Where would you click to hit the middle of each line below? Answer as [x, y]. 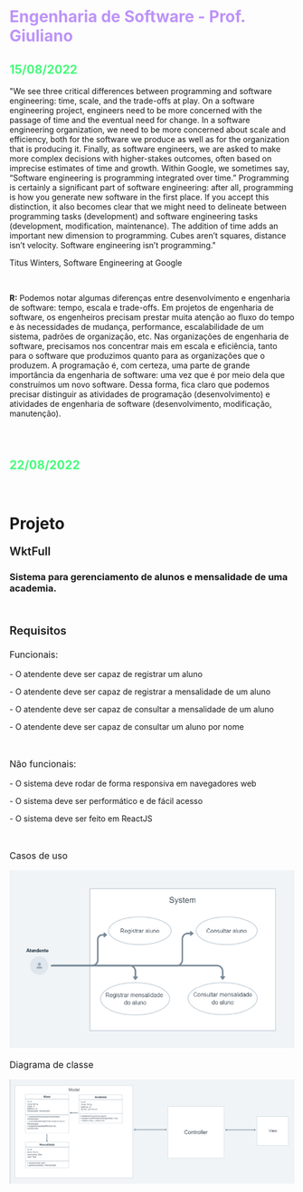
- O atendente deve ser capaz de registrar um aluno [106, 674]
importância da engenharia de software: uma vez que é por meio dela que [147, 375]
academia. [33, 588]
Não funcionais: [43, 764]
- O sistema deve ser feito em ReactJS [81, 819]
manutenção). [35, 413]
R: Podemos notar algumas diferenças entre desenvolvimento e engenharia [150, 298]
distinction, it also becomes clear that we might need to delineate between [148, 207]
